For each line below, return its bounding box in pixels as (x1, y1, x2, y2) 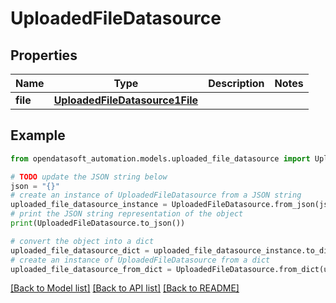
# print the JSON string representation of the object (10, 209, 244, 219)
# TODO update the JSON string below (10, 172, 168, 182)
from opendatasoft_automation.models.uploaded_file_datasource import (10, 153, 311, 164)
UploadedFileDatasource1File (53, 93, 199, 107)
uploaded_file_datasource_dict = (10, 245, 150, 256)
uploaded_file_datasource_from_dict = (10, 264, 172, 274)
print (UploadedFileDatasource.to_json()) (10, 218, 186, 229)
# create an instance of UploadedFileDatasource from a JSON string (10, 190, 302, 201)
